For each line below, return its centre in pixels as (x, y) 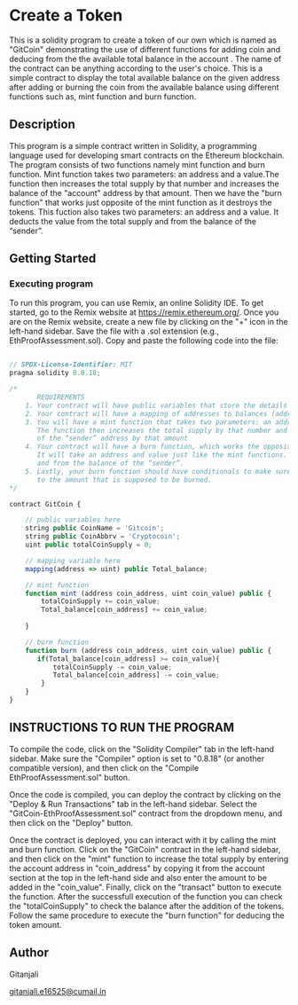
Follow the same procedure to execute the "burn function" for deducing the (147, 915)
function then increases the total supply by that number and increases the (144, 184)
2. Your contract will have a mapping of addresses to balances (146, 413)
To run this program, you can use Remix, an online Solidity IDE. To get (137, 303)
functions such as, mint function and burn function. (103, 96)
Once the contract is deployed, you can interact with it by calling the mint (143, 840)
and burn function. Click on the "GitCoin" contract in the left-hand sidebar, (145, 849)
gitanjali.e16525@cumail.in (58, 991)
